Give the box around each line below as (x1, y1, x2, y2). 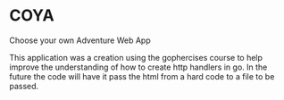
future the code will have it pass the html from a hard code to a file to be (9, 71, 275, 81)
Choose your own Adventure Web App (9, 35, 151, 46)
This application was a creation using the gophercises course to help (9, 52, 263, 62)
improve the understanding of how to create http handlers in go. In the (9, 62, 268, 72)
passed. (9, 80, 39, 91)
